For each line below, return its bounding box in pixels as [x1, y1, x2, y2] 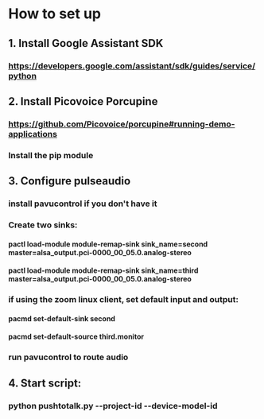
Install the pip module [8, 149, 94, 161]
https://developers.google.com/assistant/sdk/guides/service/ [8, 60, 256, 72]
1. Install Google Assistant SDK [8, 37, 164, 50]
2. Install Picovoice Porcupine [8, 95, 158, 108]
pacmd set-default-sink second [8, 313, 115, 323]
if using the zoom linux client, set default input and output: [8, 294, 239, 305]
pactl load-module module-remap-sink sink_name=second [8, 239, 208, 249]
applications [8, 128, 58, 139]
